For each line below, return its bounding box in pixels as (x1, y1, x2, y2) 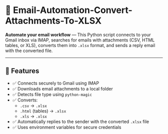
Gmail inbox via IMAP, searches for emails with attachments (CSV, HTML (5, 37, 155, 43)
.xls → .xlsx (19, 113, 47, 119)
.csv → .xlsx (19, 102, 47, 108)
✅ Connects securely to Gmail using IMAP (12, 80, 99, 86)
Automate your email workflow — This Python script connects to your (5, 31, 151, 37)
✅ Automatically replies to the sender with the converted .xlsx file (12, 118, 149, 124)
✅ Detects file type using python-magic (12, 91, 92, 97)
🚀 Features (5, 67, 39, 75)
